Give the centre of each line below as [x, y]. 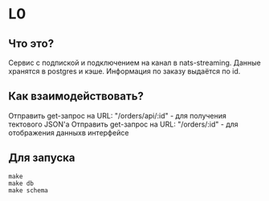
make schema [28, 190]
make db [21, 183]
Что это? [31, 44]
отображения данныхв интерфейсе [69, 132]
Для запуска [42, 158]
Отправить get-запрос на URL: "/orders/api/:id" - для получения [118, 115]
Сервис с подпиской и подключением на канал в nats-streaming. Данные [134, 62]
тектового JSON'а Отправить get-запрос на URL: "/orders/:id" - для [123, 124]
